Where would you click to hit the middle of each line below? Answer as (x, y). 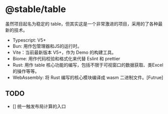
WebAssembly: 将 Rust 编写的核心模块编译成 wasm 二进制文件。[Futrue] (88, 77)
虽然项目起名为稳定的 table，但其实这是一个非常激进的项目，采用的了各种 (82, 24)
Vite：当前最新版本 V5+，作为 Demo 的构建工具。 (64, 52)
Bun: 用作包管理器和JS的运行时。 (47, 46)
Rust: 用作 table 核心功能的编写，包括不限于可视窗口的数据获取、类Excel (88, 65)
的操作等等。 (26, 71)
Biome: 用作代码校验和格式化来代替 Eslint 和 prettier (66, 58)
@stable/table (36, 9)
